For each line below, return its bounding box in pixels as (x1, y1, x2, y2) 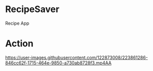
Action (5, 38, 34, 49)
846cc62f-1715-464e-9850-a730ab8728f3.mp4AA (5, 59, 112, 66)
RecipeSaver (5, 4, 59, 15)
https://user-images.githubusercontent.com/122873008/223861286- (5, 54, 148, 60)
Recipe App (5, 20, 29, 26)
